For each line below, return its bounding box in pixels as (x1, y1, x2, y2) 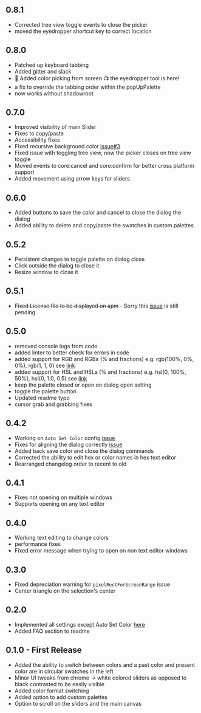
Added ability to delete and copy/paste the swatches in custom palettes (14, 222, 194, 229)
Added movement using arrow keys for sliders (14, 175, 130, 182)
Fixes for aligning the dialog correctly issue (14, 441, 123, 448)
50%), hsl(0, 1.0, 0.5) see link (14, 374, 87, 382)
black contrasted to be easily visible (14, 680, 104, 687)
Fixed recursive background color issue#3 (14, 143, 121, 150)
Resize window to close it (14, 269, 78, 276)
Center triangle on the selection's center (14, 587, 116, 594)
